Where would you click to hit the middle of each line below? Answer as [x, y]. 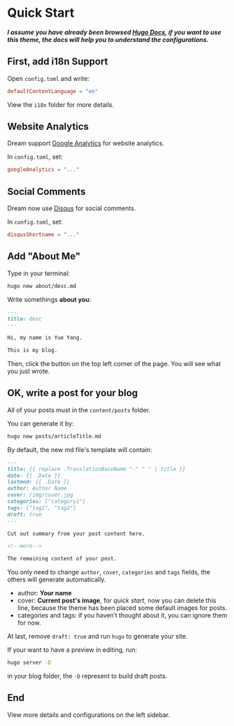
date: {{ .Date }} [34, 475]
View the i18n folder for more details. [61, 104]
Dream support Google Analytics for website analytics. [86, 143]
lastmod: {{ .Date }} [39, 482]
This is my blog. [32, 351]
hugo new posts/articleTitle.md [54, 436]
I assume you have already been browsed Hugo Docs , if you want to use [114, 32]
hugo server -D [29, 663]
